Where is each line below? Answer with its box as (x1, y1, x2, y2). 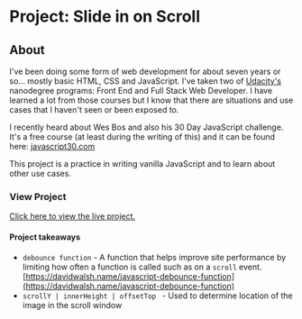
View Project (9, 190, 67, 203)
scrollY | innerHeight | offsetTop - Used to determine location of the (22, 290, 293, 301)
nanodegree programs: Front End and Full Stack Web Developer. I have (9, 86, 273, 96)
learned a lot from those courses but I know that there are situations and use (9, 95, 294, 105)
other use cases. (9, 169, 72, 178)
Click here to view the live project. (9, 211, 136, 222)
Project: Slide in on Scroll (9, 6, 201, 27)
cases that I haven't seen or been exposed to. (9, 105, 179, 114)
